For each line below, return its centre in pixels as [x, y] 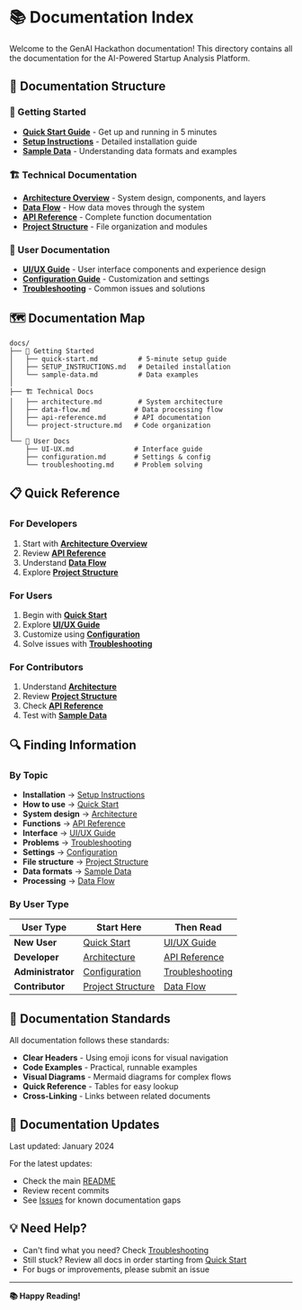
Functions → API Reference [74, 823]
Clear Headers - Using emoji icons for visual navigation [125, 1058]
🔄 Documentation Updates [84, 1124]
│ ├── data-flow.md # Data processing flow [116, 410]
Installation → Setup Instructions [84, 795]
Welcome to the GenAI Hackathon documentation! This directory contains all [151, 48]
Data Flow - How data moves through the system [113, 207]
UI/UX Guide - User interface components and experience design [144, 269]
